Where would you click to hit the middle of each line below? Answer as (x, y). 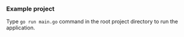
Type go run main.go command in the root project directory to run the (92, 22)
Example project (31, 9)
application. (21, 28)
